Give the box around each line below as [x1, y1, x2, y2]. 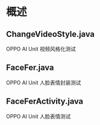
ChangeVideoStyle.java [6, 29, 95, 39]
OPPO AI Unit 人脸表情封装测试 [6, 79, 81, 86]
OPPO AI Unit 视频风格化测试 [6, 45, 76, 52]
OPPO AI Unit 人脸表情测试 [6, 113, 71, 120]
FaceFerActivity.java [6, 96, 84, 106]
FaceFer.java [6, 63, 54, 73]
